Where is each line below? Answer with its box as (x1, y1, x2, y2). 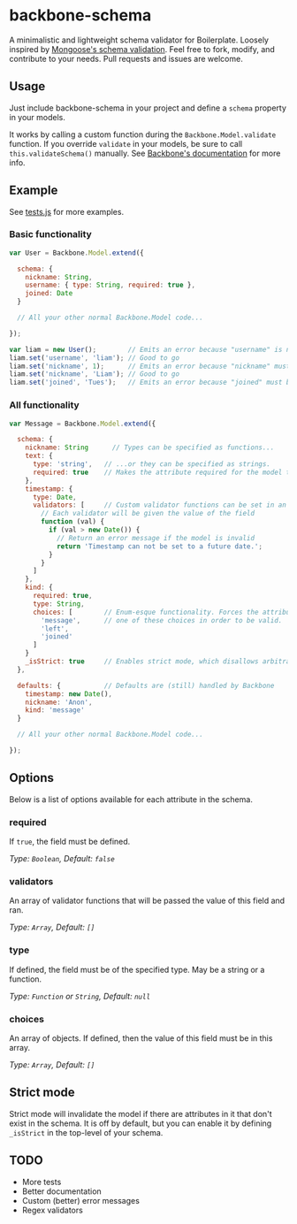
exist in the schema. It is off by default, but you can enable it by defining (9, 1118, 272, 1128)
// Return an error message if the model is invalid (56, 533, 255, 542)
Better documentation (21, 1186, 102, 1197)
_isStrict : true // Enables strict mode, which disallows (25, 657, 259, 666)
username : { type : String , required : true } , (25, 280, 196, 290)
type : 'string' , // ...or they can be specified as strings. (32, 460, 271, 469)
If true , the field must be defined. (9, 837, 131, 847)
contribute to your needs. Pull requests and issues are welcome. (9, 53, 243, 64)
